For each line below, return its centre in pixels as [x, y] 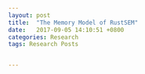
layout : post [29, 15]
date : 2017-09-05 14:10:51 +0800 [66, 30]
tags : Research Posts [43, 44]
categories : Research [43, 37]
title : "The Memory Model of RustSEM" [73, 23]
